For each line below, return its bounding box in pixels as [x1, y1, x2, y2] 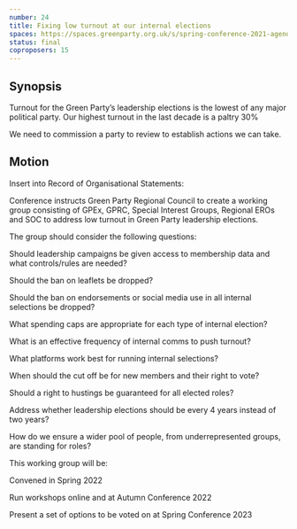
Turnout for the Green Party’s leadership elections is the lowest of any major [9, 102, 287, 113]
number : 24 [9, 12, 49, 22]
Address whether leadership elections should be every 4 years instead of [9, 404, 277, 415]
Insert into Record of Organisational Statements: [9, 178, 185, 189]
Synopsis [9, 79, 62, 94]
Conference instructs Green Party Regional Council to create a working [9, 195, 268, 206]
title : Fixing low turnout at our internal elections [9, 21, 212, 30]
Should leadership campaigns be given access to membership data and [9, 248, 270, 259]
